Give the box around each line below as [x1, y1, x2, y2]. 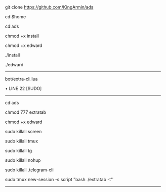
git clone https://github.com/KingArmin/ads [5, 4, 94, 10]
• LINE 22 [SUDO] [5, 86, 42, 91]
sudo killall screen [5, 129, 42, 134]
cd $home [5, 14, 26, 19]
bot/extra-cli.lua [5, 76, 38, 82]
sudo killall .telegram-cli [5, 167, 54, 173]
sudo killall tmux [5, 138, 38, 144]
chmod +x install [5, 33, 39, 39]
